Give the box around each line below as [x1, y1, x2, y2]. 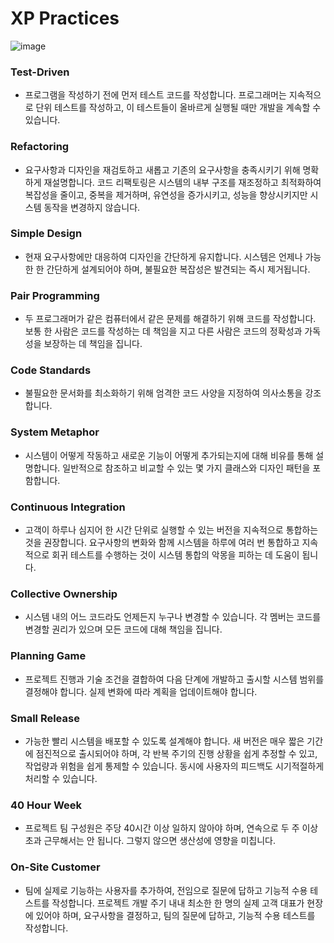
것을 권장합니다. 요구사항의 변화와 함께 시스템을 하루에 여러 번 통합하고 [24, 537, 300, 549]
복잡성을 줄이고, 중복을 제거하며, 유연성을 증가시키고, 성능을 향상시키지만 [24, 188, 308, 201]
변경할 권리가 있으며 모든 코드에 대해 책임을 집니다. [24, 623, 223, 636]
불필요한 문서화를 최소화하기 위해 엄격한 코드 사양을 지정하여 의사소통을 [24, 387, 303, 399]
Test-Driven [10, 65, 70, 79]
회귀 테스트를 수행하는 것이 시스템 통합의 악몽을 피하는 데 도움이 [51, 549, 300, 561]
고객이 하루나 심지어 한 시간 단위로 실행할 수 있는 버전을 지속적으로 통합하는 [24, 524, 319, 536]
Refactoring [10, 140, 70, 154]
